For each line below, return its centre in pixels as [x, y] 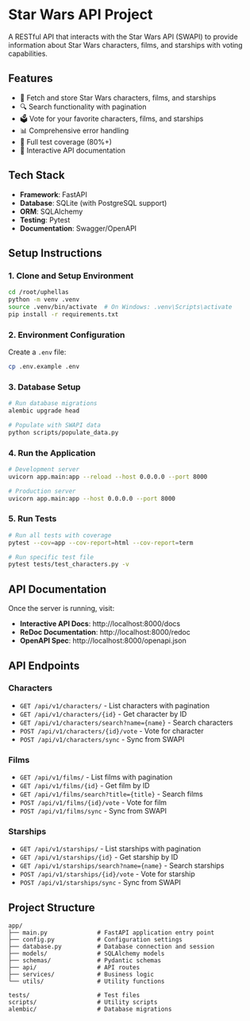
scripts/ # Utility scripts [83, 1003]
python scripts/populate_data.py [63, 432]
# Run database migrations [53, 404]
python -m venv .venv [44, 300]
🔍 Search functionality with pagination [83, 106]
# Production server [42, 491]
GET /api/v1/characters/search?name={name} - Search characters [126, 722]
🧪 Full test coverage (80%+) [66, 141]
